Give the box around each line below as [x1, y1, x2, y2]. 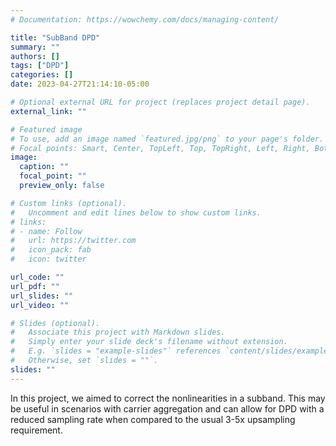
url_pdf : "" [10, 281, 60, 291]
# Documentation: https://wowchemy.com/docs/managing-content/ [10, 14, 280, 25]
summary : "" [10, 42, 60, 52]
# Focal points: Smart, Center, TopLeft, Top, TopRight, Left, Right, [10, 143, 311, 153]
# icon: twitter [10, 254, 87, 265]
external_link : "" [10, 106, 87, 116]
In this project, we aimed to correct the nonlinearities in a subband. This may [10, 392, 326, 404]
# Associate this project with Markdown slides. [10, 327, 226, 338]
